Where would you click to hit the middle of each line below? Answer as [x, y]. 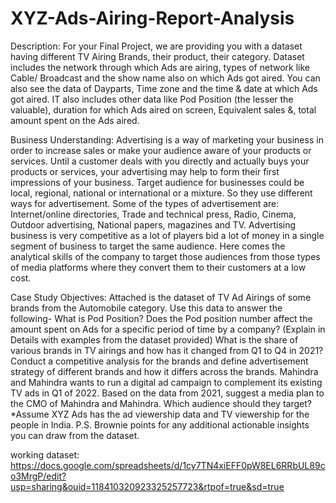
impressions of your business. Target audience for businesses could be [157, 182]
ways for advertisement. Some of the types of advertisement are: [145, 203]
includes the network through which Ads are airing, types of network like [160, 67]
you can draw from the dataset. [75, 435]
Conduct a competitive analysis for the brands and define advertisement [159, 361]
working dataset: [45, 454]
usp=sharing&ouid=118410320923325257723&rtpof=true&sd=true [147, 486]
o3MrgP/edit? [38, 476]
